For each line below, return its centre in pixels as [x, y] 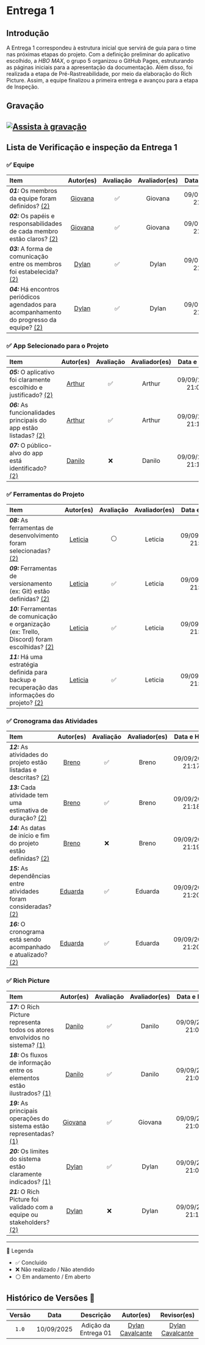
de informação [30, 1062]
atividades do [29, 755]
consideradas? [31, 906]
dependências [30, 876]
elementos [24, 1077]
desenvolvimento [34, 536]
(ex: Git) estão [30, 591]
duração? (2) [28, 818]
